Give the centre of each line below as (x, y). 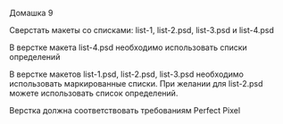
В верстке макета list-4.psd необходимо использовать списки (128, 47)
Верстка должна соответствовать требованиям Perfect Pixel (125, 110)
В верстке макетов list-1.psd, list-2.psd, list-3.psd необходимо (126, 74)
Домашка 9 (31, 13)
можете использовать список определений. (94, 93)
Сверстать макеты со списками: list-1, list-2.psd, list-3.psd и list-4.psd (142, 30)
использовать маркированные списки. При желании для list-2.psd (136, 83)
